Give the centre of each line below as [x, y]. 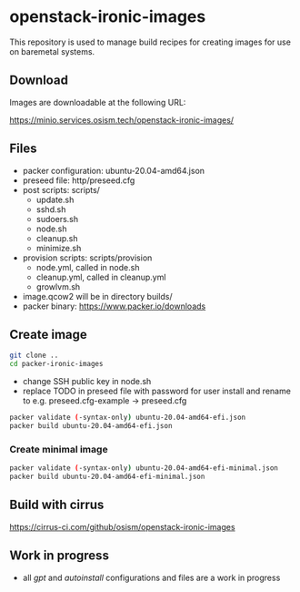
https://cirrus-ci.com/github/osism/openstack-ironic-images [122, 526]
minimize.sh [59, 248]
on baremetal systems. [52, 51]
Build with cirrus [57, 505]
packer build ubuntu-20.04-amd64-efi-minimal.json [107, 477]
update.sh [55, 199]
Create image [49, 334]
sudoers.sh [57, 219]
